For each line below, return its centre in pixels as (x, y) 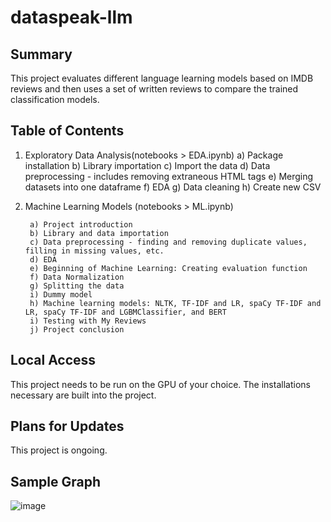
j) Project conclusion (77, 329)
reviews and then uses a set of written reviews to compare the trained (154, 89)
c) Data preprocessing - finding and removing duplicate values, (168, 242)
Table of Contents (67, 131)
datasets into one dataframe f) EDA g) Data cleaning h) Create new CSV (173, 187)
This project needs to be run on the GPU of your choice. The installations (160, 384)
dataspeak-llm (71, 17)
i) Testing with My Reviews (88, 321)
